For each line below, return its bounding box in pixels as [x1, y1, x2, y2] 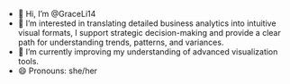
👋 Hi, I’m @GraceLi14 [17, 9, 96, 19]
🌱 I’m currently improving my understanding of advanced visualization [17, 46, 278, 57]
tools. [17, 56, 39, 66]
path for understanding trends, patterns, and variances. [17, 37, 224, 47]
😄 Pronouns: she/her [17, 65, 97, 76]
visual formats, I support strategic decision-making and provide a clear [17, 28, 281, 38]
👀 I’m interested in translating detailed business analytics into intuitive [17, 18, 276, 29]
